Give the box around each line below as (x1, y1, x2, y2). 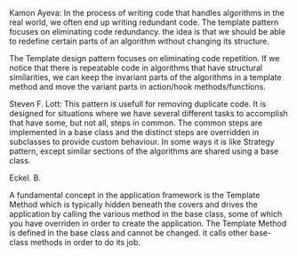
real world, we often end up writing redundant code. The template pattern (9, 17, 279, 28)
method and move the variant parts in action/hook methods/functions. (9, 82, 267, 92)
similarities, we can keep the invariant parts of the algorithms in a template (9, 72, 282, 83)
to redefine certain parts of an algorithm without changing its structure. (9, 36, 269, 46)
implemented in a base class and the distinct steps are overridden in (9, 127, 260, 137)
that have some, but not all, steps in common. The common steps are (9, 117, 263, 128)
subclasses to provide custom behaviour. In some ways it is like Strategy (9, 137, 275, 147)
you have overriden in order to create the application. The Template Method (9, 218, 287, 228)
